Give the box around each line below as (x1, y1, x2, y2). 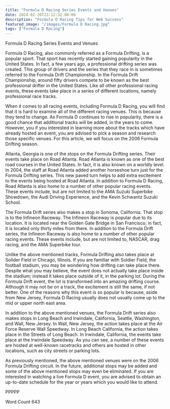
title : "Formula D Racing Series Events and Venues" (5, 7, 119, 13)
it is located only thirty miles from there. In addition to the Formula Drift (5, 226, 153, 232)
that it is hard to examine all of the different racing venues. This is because (5, 109, 161, 115)
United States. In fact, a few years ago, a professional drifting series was (5, 61, 157, 67)
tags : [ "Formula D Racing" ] (5, 26, 65, 32)
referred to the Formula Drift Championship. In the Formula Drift (5, 72, 138, 78)
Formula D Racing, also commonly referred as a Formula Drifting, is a (5, 50, 149, 56)
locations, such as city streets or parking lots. (5, 348, 100, 354)
